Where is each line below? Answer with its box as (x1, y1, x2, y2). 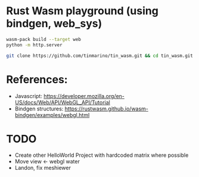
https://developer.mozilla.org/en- (43, 92, 125, 99)
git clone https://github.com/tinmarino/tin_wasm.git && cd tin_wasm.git (6, 52, 194, 59)
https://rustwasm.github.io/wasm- (64, 105, 149, 112)
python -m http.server (6, 42, 63, 48)
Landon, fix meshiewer (14, 165, 71, 172)
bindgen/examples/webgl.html (14, 111, 90, 118)
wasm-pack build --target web (6, 36, 82, 42)
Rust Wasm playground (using (6, 4, 159, 18)
